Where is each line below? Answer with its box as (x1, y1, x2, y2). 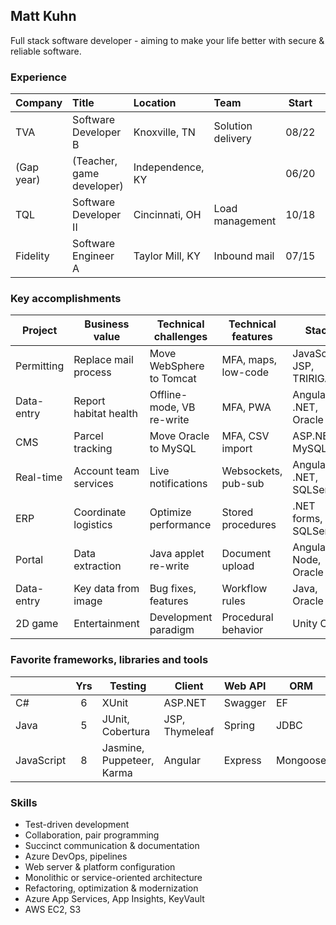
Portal (15, 553, 44, 567)
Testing (109, 679, 147, 693)
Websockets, (221, 464, 283, 478)
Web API (224, 679, 267, 693)
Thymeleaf (163, 724, 215, 738)
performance (149, 518, 212, 532)
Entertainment (73, 617, 140, 631)
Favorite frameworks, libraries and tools (10, 653, 209, 667)
